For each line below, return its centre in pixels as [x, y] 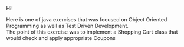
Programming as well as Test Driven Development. [67, 26]
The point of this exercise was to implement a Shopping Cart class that [92, 32]
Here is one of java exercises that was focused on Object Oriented [87, 19]
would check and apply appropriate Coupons [61, 38]
